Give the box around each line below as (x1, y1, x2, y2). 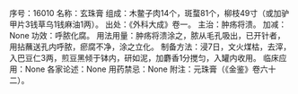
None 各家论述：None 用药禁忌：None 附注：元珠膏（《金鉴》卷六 (24, 64, 268, 74)
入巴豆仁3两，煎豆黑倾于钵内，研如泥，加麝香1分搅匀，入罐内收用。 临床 (9, 53, 280, 63)
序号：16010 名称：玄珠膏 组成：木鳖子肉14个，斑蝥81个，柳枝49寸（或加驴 (9, 8, 290, 18)
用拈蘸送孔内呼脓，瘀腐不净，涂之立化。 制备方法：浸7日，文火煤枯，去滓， (9, 41, 292, 52)
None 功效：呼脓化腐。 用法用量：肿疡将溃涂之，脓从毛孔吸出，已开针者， (9, 30, 285, 40)
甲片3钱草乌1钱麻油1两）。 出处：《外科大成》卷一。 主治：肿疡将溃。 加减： (9, 19, 287, 30)
